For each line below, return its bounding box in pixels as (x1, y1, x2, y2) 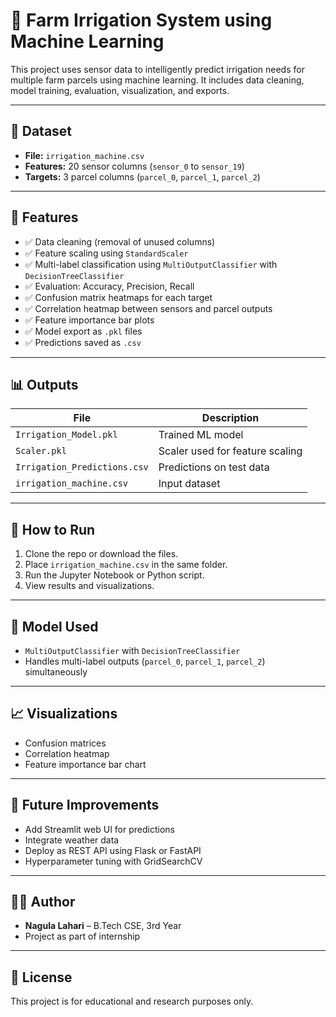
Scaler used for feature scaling (158, 444, 303, 458)
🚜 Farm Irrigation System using (10, 9, 273, 32)
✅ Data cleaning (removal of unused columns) (24, 235, 216, 248)
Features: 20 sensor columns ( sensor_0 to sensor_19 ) (24, 160, 245, 172)
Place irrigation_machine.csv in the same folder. (24, 559, 228, 571)
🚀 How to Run (10, 521, 96, 538)
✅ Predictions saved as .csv (24, 336, 142, 348)
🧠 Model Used (10, 618, 99, 635)
